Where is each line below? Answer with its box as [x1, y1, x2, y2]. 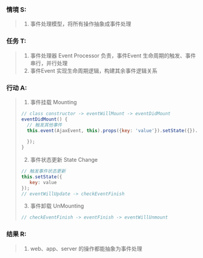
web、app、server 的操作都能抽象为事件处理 [30, 245, 142, 252]
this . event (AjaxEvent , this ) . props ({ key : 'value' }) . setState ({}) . [27, 127, 198, 134]
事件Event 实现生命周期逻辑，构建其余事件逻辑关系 [30, 67, 158, 74]
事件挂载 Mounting [30, 98, 77, 105]
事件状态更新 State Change [30, 156, 98, 164]
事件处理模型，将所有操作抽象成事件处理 [30, 20, 131, 28]
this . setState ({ [21, 174, 62, 180]
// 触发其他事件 [27, 122, 62, 128]
